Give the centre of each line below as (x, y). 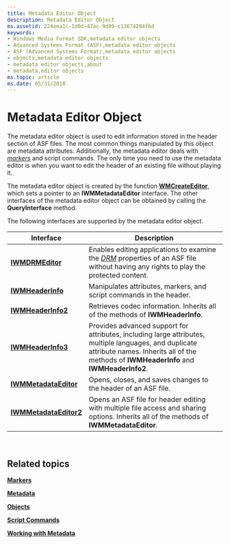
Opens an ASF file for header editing (147, 399)
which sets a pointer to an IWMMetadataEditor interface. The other (103, 193)
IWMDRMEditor (36, 262)
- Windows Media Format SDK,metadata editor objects (84, 39)
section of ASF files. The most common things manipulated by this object (110, 144)
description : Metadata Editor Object (61, 20)
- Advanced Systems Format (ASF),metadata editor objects (91, 45)
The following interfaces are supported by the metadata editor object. (105, 221)
